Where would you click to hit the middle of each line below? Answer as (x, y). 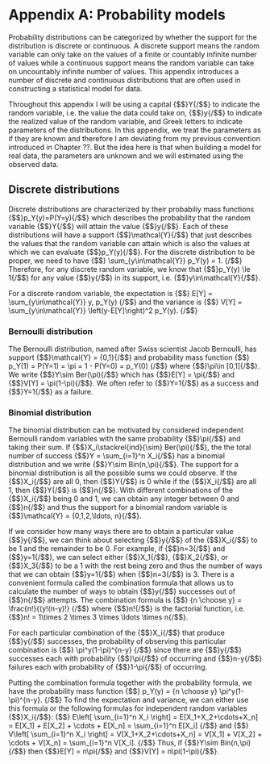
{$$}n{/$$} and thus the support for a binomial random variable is (118, 507)
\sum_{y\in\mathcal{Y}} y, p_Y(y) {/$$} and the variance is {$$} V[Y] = (126, 302)
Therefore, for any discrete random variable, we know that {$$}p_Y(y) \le (130, 269)
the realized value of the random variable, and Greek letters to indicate (126, 121)
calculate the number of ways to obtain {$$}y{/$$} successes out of (122, 591)
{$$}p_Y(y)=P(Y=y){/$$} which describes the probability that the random (130, 217)
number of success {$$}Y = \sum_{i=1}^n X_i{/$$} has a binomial (117, 456)
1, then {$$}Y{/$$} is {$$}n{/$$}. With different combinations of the (121, 491)
